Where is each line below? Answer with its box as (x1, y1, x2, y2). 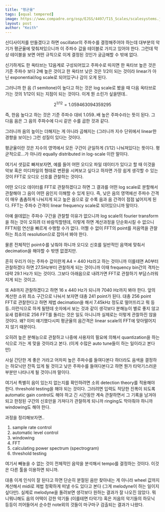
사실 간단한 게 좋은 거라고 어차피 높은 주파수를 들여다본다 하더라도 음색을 (5, 357, 144, 363)
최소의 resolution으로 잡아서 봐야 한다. (14, 231, 88, 237)
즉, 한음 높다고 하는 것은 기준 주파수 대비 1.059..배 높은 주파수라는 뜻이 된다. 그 (5, 111, 156, 118)
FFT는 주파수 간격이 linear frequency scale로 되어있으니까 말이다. (11, 202, 139, 208)
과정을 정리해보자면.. (5, 414, 45, 420)
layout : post (5, 21, 32, 26)
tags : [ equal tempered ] (5, 12, 54, 17)
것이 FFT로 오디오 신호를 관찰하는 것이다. (5, 174, 84, 179)
